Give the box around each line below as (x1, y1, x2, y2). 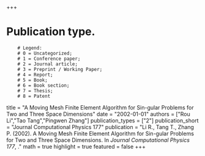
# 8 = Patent (17, 93, 51, 99)
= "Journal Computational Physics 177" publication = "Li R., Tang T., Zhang (6, 123, 195, 130)
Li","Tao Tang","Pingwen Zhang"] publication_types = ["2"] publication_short (6, 117, 199, 124)
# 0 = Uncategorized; (17, 50, 72, 56)
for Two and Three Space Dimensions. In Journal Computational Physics (6, 136, 190, 144)
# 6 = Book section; (17, 82, 70, 89)
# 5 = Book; (17, 77, 48, 83)
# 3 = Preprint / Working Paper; (17, 66, 103, 72)
